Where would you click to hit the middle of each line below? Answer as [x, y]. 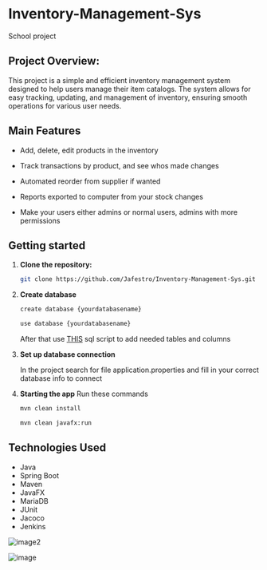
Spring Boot [39, 475]
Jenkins [33, 526]
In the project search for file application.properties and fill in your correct [139, 370]
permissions [40, 220]
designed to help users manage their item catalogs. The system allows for [130, 89]
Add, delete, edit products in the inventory [89, 150]
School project [32, 36]
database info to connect [61, 378]
